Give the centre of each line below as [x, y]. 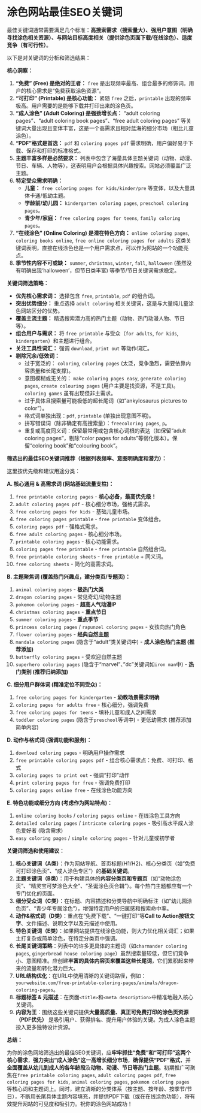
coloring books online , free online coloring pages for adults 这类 [100, 240]
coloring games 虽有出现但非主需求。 [70, 393]
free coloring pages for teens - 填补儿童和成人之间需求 [86, 712]
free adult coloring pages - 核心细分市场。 [70, 534]
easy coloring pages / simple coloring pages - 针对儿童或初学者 [95, 838]
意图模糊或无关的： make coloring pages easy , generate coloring [105, 378]
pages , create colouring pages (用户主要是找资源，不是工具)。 [101, 385]
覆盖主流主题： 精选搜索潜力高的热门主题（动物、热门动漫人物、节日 [100, 318]
